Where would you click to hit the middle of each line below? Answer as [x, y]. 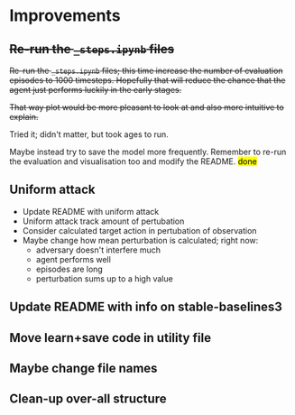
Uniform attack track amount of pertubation [103, 221]
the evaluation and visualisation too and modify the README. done [133, 161]
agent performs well [73, 259]
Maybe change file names [83, 368]
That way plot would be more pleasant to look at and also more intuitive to [147, 107]
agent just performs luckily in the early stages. [96, 90]
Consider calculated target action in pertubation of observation [139, 230]
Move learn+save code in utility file [111, 338]
